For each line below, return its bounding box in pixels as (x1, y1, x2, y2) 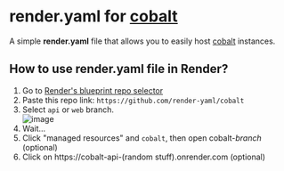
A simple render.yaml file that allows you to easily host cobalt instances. (9, 36, 276, 46)
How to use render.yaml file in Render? (9, 61, 229, 77)
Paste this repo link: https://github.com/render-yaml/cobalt (21, 94, 245, 105)
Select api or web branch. (21, 104, 114, 115)
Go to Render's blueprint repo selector (21, 85, 164, 95)
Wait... (21, 123, 46, 134)
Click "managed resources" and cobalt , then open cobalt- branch (21, 132, 262, 143)
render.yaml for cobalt (9, 6, 178, 27)
